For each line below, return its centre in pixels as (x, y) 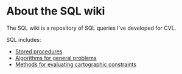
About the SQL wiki (56, 11)
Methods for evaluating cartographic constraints (76, 64)
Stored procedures (39, 51)
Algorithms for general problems (56, 58)
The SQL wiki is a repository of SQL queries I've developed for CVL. (91, 28)
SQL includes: (24, 39)
